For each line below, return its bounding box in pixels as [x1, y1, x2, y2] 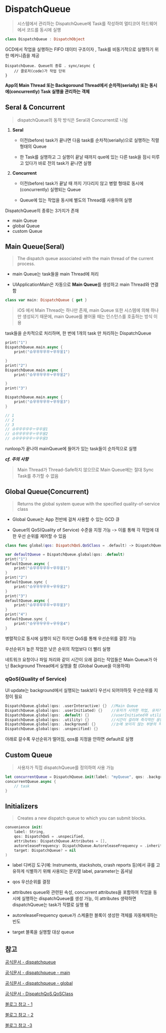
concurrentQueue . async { [5, 779, 56, 784]
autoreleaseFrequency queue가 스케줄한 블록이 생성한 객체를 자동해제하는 [12, 912, 158, 918]
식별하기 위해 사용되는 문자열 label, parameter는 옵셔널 [25, 868, 133, 874]
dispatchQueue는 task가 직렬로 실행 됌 [12, 902, 89, 908]
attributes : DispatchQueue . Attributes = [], [14, 838, 107, 843]
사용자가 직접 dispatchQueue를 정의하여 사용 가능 [17, 764, 115, 770]
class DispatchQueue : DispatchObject [5, 36, 85, 42]
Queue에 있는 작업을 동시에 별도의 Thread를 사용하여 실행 [19, 197, 132, 203]
